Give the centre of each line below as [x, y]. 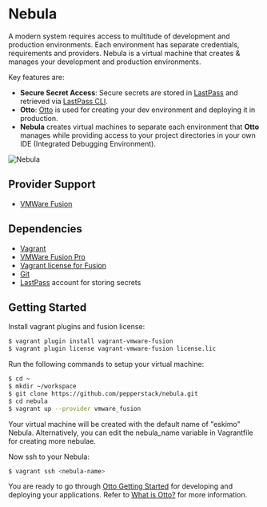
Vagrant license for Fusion [63, 265]
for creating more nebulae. [52, 441]
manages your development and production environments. [105, 62]
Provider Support [52, 185]
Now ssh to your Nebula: [49, 457]
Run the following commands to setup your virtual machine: [106, 364]
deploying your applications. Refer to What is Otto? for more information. [128, 495]
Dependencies [45, 229]
